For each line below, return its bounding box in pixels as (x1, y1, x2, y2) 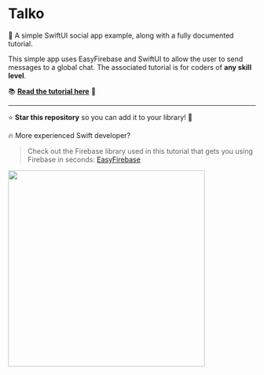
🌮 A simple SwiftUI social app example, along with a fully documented (8, 31, 234, 40)
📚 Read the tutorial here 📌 (8, 86, 97, 96)
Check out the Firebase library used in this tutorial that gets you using (27, 146, 254, 155)
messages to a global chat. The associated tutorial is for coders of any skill (8, 62, 252, 71)
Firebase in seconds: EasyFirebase (27, 155, 141, 164)
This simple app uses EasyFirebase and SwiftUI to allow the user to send (8, 54, 244, 64)
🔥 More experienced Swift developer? (8, 130, 131, 140)
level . (8, 71, 27, 80)
